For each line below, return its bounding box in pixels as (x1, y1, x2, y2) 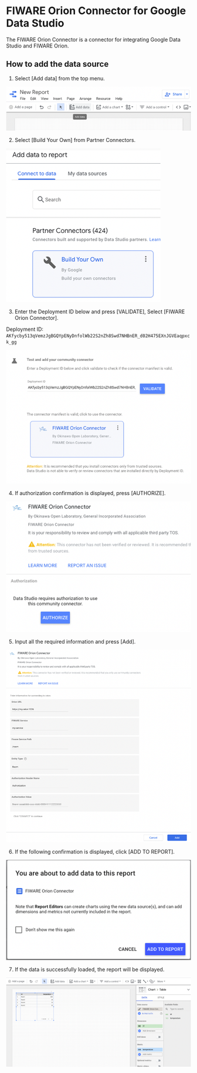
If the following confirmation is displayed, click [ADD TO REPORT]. (14, 848, 175, 855)
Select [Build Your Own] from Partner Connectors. (14, 136, 136, 143)
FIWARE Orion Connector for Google (6, 4, 186, 18)
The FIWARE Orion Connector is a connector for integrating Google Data (6, 36, 181, 43)
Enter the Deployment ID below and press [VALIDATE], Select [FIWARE (14, 308, 185, 315)
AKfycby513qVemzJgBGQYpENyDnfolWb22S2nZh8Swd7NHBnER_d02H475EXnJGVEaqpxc (6, 333, 191, 339)
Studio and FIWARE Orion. (6, 42, 69, 49)
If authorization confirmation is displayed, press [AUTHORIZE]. (14, 490, 166, 497)
